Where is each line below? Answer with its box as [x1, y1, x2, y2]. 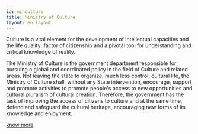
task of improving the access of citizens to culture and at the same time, [6, 97, 183, 104]
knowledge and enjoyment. [6, 110, 73, 117]
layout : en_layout [6, 19, 52, 25]
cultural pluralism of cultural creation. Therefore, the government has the [6, 91, 184, 98]
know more [6, 122, 34, 129]
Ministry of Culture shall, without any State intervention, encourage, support [6, 79, 192, 86]
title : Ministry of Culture [6, 14, 76, 20]
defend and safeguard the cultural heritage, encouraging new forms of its [6, 104, 186, 111]
